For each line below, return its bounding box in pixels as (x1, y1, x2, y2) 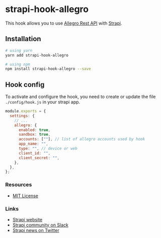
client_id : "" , (18, 151, 51, 156)
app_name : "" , (18, 142, 49, 147)
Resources (5, 181, 32, 188)
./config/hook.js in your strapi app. (5, 99, 80, 105)
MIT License (12, 192, 39, 199)
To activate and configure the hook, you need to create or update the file (5, 94, 156, 100)
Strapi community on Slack (12, 222, 69, 228)
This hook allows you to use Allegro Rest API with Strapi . (5, 20, 122, 26)
